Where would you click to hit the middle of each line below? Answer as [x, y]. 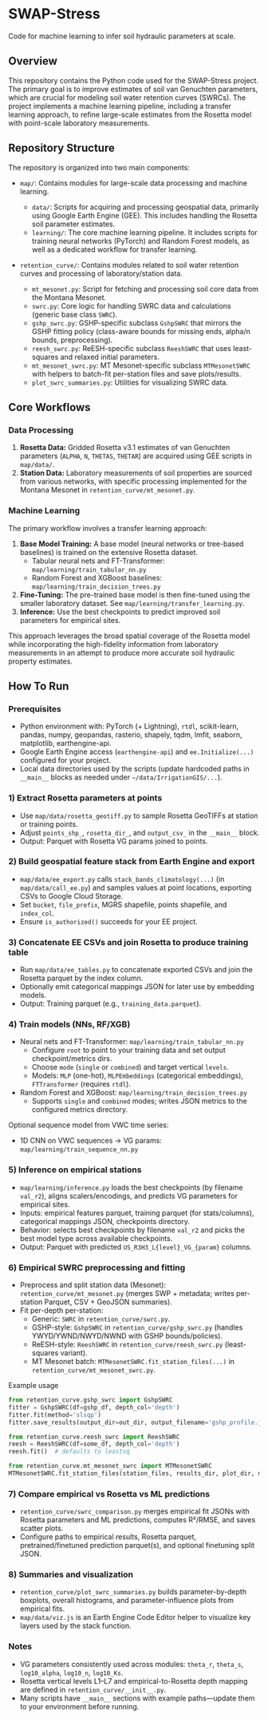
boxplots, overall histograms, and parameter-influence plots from [126, 1601]
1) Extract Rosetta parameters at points [85, 798]
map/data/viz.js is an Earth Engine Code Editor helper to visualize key [135, 1617]
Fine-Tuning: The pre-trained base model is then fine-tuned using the [135, 594]
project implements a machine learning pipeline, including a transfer [120, 106]
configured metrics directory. [80, 1110]
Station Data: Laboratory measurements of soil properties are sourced [136, 473]
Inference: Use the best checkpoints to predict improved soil [120, 612]
